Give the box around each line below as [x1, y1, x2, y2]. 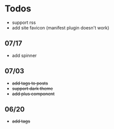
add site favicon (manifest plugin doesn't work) [11, 24, 109, 30]
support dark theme [11, 85, 53, 91]
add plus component [11, 91, 55, 97]
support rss [11, 19, 36, 25]
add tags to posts [11, 80, 48, 86]
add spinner [11, 52, 37, 58]
